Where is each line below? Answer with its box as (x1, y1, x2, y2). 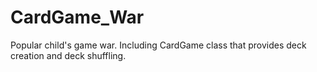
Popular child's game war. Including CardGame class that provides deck (10, 39, 307, 51)
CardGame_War (10, 6, 145, 29)
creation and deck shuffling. (10, 49, 127, 61)
